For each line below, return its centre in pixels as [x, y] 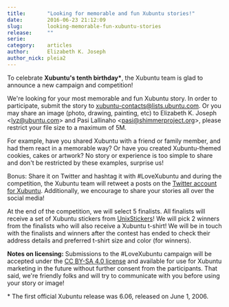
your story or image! [36, 283]
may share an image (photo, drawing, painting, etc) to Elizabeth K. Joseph [112, 113]
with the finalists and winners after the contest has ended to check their [109, 233]
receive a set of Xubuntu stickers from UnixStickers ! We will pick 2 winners [113, 218]
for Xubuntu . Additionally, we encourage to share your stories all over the [111, 190]
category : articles [40, 45]
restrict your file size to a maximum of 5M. [67, 127]
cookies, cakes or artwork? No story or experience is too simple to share [110, 155]
